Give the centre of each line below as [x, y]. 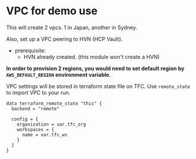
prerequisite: [30, 50]
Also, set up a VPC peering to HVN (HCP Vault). [64, 39]
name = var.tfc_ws [45, 135]
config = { [25, 119]
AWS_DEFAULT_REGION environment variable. [59, 74]
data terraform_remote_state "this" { [54, 103]
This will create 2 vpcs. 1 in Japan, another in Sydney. [72, 27]
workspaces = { [36, 129]
